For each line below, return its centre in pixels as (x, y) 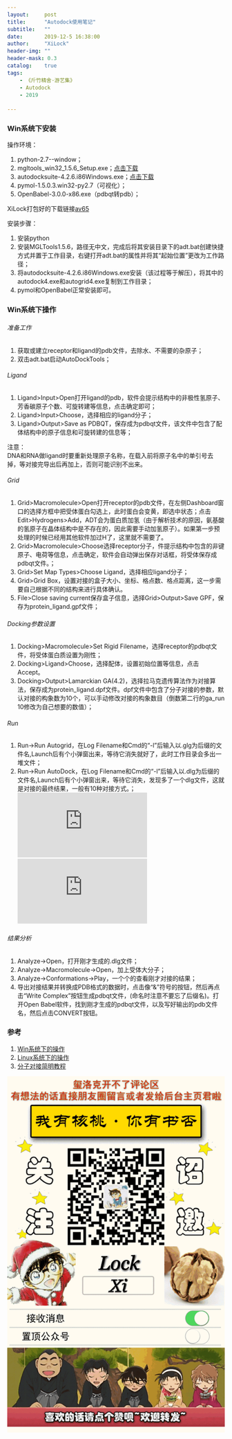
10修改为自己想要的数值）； (55, 707)
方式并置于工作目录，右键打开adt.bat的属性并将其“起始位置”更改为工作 (118, 255)
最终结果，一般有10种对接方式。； (88, 789)
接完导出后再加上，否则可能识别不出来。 (88, 464)
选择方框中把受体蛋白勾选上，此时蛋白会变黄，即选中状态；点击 (120, 511)
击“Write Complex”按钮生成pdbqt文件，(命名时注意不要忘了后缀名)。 (115, 996)
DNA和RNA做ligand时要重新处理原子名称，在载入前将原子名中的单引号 (107, 455)
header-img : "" (29, 51)
